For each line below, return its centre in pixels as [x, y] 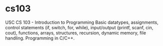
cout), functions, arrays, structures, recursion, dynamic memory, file [76, 33]
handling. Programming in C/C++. [40, 38]
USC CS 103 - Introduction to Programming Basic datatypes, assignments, [82, 22]
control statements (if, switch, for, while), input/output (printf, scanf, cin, [79, 27]
